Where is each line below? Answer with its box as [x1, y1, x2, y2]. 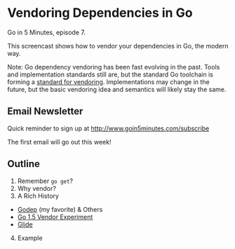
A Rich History [17, 191, 60, 200]
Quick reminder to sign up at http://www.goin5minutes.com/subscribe [7, 124, 210, 133]
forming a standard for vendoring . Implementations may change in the [7, 77, 210, 86]
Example [17, 234, 43, 242]
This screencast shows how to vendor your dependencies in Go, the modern [7, 41, 229, 50]
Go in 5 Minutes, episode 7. [7, 28, 86, 36]
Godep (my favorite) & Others [17, 205, 103, 213]
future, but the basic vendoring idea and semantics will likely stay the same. [7, 85, 227, 93]
